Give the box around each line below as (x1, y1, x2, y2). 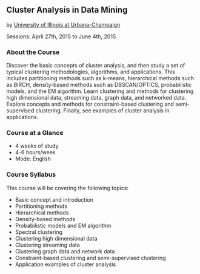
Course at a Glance (6, 129, 64, 137)
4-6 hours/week (15, 149, 56, 156)
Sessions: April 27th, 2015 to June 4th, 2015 (6, 33, 116, 40)
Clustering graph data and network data (15, 247, 115, 255)
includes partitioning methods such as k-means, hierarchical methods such (6, 75, 194, 82)
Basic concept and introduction (15, 196, 94, 203)
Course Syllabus (6, 170, 56, 179)
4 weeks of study (15, 142, 59, 149)
